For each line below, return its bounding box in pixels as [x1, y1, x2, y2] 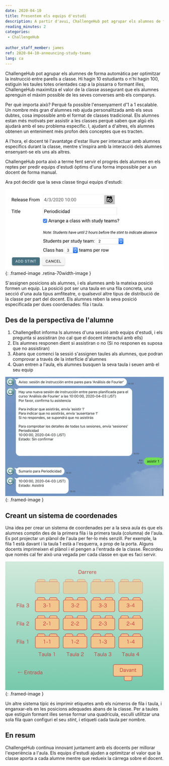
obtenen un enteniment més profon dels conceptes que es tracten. [5, 128, 144, 134]
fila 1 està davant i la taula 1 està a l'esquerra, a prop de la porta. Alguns [5, 541, 154, 547]
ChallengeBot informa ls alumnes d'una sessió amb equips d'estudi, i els [12, 329, 163, 335]
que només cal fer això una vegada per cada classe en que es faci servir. [5, 552, 157, 558]
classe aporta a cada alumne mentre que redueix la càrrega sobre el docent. [5, 755, 164, 761]
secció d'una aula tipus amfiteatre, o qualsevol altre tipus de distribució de [5, 290, 159, 296]
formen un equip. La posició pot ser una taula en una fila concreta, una [5, 285, 152, 291]
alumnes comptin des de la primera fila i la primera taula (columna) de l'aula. [5, 530, 164, 536]
